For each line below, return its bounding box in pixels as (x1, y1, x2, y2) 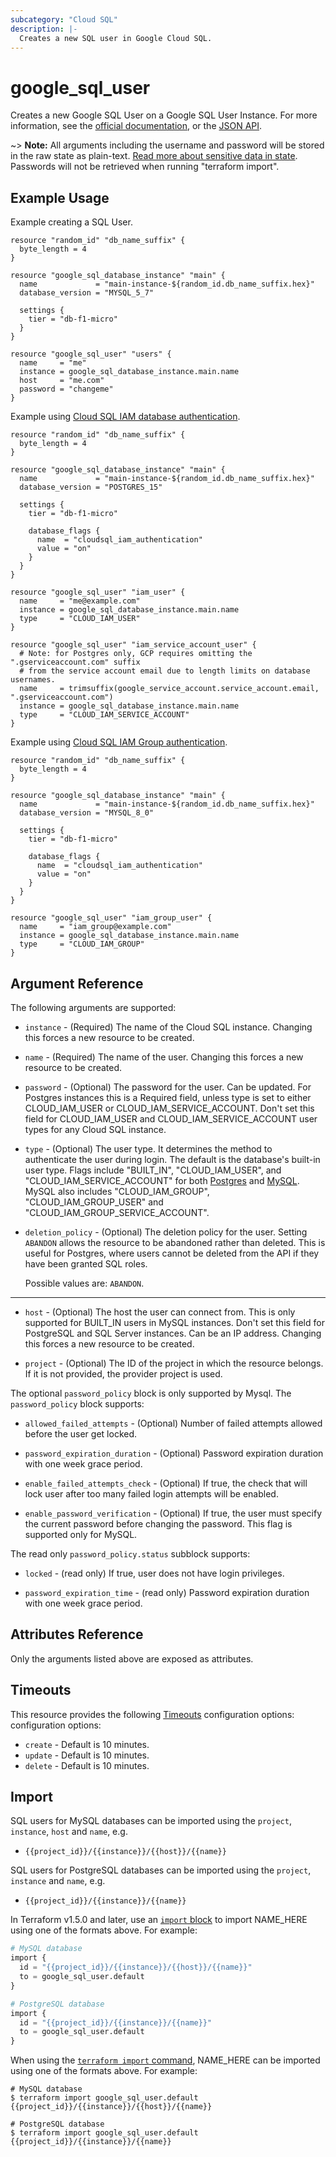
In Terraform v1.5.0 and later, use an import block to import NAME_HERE (10, 1914, 308, 1926)
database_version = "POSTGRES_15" (19, 482, 163, 493)
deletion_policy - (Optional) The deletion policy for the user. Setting (24, 1226, 308, 1238)
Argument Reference (10, 975, 144, 992)
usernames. (10, 675, 56, 685)
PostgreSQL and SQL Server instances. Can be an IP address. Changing (24, 1327, 322, 1339)
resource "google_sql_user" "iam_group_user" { (10, 913, 213, 923)
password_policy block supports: (10, 1397, 145, 1410)
